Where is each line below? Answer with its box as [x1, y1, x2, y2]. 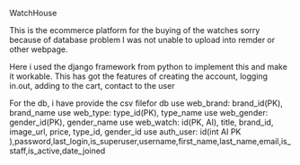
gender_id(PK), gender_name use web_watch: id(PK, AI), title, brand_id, [9, 117, 274, 127]
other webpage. [9, 44, 68, 55]
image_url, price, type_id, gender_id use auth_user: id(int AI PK [9, 126, 242, 137]
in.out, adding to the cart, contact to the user [9, 81, 175, 91]
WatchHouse [9, 8, 57, 18]
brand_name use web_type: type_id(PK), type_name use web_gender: [9, 108, 269, 117]
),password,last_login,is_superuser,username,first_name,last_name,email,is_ [9, 136, 292, 146]
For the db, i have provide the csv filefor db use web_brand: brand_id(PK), [9, 98, 283, 109]
